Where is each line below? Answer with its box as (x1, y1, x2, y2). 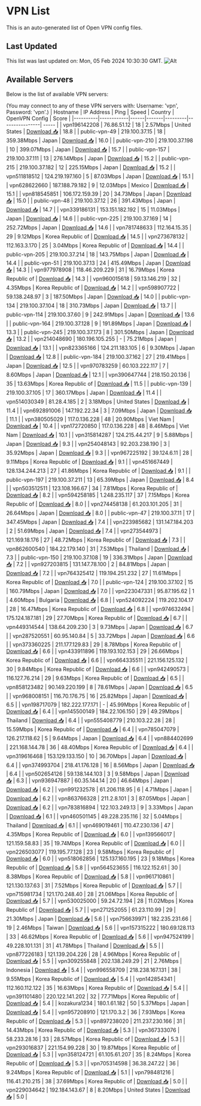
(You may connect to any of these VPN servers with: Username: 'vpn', (6, 102, 179, 109)
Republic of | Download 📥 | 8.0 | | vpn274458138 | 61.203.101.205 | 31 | (6, 500, 182, 508)
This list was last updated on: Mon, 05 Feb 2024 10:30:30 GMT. (6, 57, 163, 64)
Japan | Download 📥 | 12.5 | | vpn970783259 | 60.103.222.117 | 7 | (6, 362, 169, 369)
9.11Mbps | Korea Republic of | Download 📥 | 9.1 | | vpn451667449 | (6, 458, 173, 465)
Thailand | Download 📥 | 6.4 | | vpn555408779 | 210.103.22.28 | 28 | (6, 716, 175, 724)
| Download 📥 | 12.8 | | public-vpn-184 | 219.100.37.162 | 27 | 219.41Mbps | (6, 353, 190, 360)
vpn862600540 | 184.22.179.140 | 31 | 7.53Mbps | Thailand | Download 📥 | (6, 545, 190, 552)
